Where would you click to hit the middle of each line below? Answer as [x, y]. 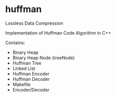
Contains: [15, 42]
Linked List [24, 68]
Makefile [21, 84]
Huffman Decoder [31, 79]
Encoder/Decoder [31, 89]
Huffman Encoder [31, 73]
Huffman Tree [27, 63]
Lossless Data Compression [34, 23]
